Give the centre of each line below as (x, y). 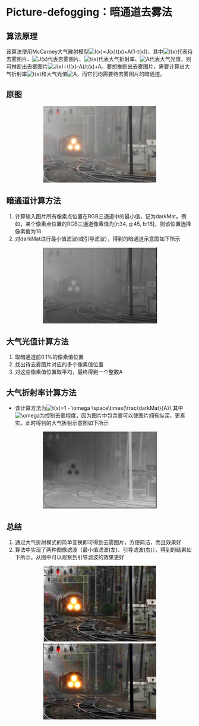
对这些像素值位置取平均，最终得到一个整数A (69, 372)
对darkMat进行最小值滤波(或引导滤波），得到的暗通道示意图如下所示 (97, 239)
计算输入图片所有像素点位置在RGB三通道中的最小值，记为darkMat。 (98, 216)
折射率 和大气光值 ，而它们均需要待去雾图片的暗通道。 (88, 74)
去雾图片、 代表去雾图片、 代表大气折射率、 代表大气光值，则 (99, 59)
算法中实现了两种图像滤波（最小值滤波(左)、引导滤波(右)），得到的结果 (101, 550)
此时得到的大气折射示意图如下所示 (67, 423)
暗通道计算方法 (34, 201)
